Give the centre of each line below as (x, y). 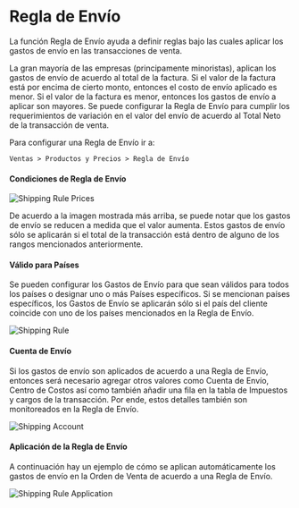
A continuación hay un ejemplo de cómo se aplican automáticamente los (143, 466)
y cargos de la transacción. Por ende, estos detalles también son (129, 399)
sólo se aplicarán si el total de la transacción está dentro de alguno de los (144, 235)
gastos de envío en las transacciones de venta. (96, 50)
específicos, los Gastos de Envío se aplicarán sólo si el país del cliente (138, 304)
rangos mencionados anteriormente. (76, 244)
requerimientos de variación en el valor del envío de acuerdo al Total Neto (145, 115)
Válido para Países (44, 265)
